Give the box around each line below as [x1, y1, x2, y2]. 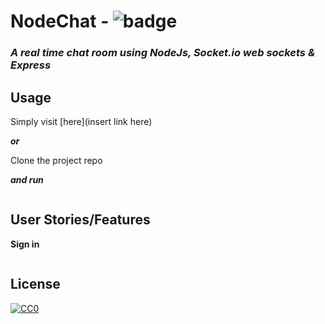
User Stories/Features [10, 211, 151, 229]
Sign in [10, 238, 40, 250]
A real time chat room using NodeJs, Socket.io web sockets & [10, 46, 316, 60]
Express [10, 58, 52, 72]
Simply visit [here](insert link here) [10, 115, 153, 127]
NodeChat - [10, 10, 110, 33]
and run [10, 173, 44, 185]
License [10, 276, 61, 293]
